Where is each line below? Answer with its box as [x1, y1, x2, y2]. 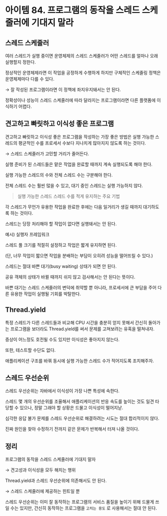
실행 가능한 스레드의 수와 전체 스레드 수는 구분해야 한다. [5, 172, 113, 178]
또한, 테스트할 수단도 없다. [5, 347, 56, 353]
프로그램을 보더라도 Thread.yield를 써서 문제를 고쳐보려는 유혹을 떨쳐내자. [10, 326, 155, 332]
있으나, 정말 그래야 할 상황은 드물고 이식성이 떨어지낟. [19, 405, 124, 411]
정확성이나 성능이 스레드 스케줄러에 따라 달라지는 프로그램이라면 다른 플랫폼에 [5, 97, 156, 103]
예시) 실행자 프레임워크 [5, 231, 50, 237]
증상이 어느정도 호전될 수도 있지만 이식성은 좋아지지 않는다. [5, 336, 120, 342]
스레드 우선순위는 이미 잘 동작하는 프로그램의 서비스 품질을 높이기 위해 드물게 [5, 499, 155, 505]
